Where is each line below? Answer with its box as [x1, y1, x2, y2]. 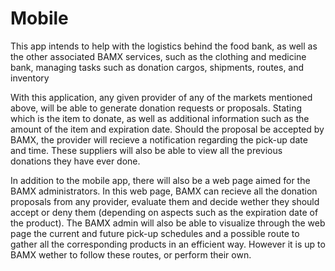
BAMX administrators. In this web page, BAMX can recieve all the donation [10, 185, 318, 197]
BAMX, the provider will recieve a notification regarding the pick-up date [10, 133, 308, 146]
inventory [10, 72, 50, 84]
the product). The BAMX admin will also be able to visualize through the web [10, 217, 326, 229]
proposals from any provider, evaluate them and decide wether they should [10, 195, 320, 207]
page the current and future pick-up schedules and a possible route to [10, 227, 300, 239]
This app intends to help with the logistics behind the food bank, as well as [10, 40, 318, 52]
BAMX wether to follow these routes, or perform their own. [10, 248, 252, 261]
